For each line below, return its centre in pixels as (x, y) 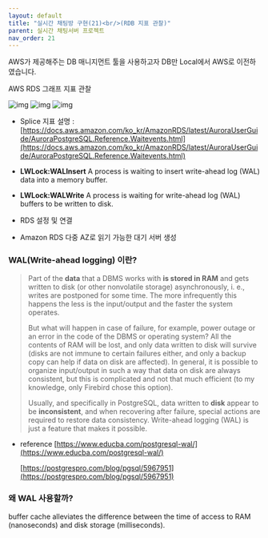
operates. (44, 312)
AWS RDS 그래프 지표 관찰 (50, 89)
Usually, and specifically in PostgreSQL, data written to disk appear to (143, 403)
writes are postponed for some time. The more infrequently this (132, 295)
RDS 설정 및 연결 (46, 220)
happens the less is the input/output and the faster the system (130, 303)
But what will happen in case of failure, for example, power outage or (142, 327)
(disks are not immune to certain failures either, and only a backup (137, 353)
